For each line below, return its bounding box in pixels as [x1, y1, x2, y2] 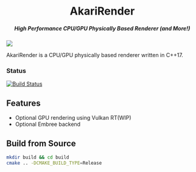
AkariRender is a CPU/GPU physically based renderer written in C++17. [6, 52, 184, 59]
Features [6, 98, 41, 108]
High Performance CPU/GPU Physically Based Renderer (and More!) [14, 24, 191, 32]
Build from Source [6, 138, 76, 148]
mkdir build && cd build [6, 154, 69, 160]
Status [6, 67, 26, 75]
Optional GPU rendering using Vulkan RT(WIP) [15, 114, 132, 122]
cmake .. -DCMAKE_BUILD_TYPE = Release [6, 160, 102, 166]
